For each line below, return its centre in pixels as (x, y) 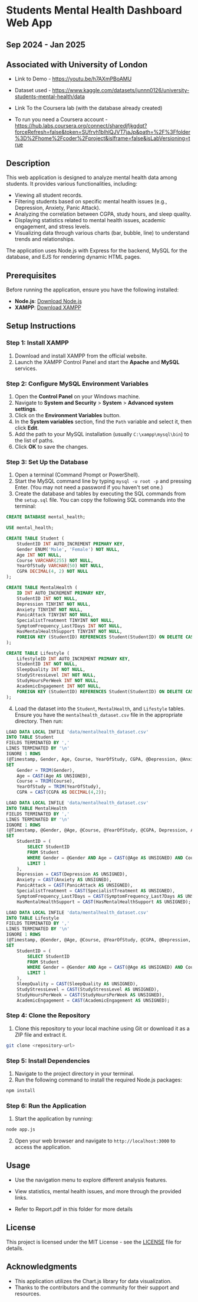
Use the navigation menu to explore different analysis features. (91, 1180)
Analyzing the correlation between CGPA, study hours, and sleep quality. (103, 214)
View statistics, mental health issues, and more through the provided (98, 1191)
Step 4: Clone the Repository (48, 1015)
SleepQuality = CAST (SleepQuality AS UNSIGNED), (77, 984)
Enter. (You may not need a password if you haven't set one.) (89, 488)
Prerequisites (31, 275)
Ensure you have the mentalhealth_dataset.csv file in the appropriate (98, 715)
